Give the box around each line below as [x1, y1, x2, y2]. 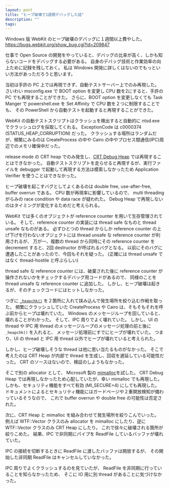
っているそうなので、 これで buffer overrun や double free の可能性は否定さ [5, 395, 162, 401]
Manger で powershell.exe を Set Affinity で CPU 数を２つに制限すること [5, 101, 155, 107]
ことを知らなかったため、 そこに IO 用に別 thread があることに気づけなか [9, 471, 162, 477]
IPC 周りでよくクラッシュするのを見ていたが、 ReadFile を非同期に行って [5, 465, 158, 471]
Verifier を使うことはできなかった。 [5, 173, 79, 179]
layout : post [5, 7, 33, 13]
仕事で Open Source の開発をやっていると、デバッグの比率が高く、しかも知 [5, 52, 163, 58]
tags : [5, 21, 17, 27]
